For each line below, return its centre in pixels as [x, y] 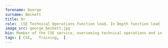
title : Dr [15, 19]
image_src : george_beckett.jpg [38, 28]
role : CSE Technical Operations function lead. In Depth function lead [82, 24]
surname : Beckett [23, 14]
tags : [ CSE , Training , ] [35, 38]
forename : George [23, 10]
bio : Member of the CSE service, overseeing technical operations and [80, 33]
